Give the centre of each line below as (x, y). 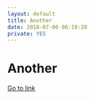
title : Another (30, 21)
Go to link (21, 88)
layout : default (31, 14)
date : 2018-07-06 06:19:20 (47, 27)
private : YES (27, 34)
